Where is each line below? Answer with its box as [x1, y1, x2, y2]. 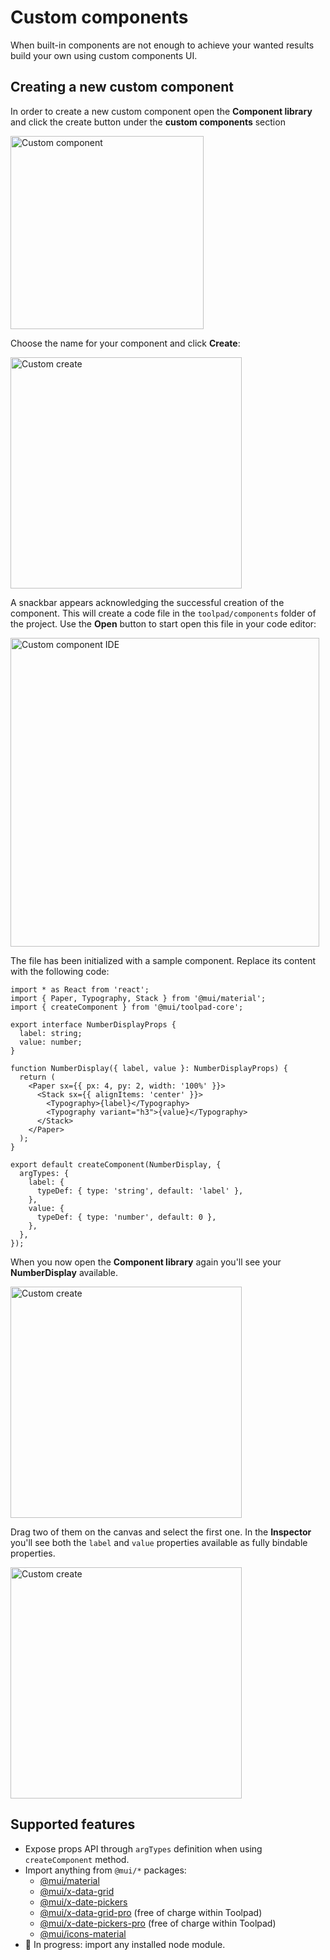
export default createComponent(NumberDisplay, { [10, 1159, 222, 1170]
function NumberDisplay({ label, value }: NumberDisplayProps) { [10, 1063, 288, 1073]
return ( [19, 1072, 56, 1082]
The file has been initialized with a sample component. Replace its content [10, 954, 316, 966]
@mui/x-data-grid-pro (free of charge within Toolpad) [39, 1906, 263, 1918]
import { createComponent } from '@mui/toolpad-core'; [10, 1002, 244, 1012]
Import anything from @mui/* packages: [24, 1864, 187, 1876]
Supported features [10, 1816, 136, 1833]
